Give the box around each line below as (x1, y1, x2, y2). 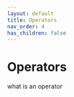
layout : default (7, 10, 54, 17)
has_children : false (7, 29, 67, 37)
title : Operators (7, 17, 57, 24)
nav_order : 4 (7, 23, 45, 30)
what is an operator (7, 82, 63, 91)
